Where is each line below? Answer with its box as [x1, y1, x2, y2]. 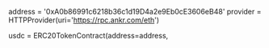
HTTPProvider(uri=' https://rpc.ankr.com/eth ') [8, 15, 160, 25]
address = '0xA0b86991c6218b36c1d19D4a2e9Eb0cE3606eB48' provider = [8, 7, 262, 16]
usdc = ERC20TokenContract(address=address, [8, 31, 169, 40]
